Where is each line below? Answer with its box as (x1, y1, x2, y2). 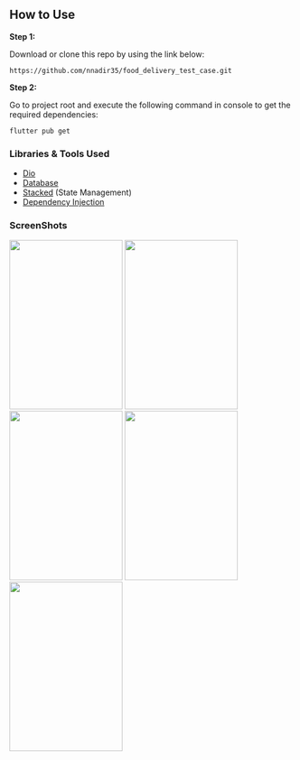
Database (22, 178, 59, 189)
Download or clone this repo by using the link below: (9, 49, 205, 60)
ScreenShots (9, 219, 68, 232)
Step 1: (9, 31, 36, 42)
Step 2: (9, 81, 38, 93)
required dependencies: (9, 108, 98, 120)
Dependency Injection (22, 197, 105, 208)
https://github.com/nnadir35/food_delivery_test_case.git (9, 66, 232, 75)
